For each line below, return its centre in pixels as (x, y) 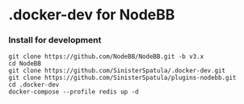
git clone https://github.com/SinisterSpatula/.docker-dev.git (117, 71)
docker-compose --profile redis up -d (74, 92)
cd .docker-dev (34, 85)
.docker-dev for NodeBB (92, 15)
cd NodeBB (25, 64)
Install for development (55, 40)
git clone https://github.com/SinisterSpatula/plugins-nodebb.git (122, 78)
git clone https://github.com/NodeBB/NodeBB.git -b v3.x (106, 57)
